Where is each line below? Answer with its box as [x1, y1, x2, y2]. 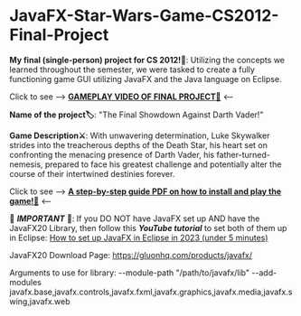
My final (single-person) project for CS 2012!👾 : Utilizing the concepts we [9, 54, 286, 65]
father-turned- [216, 149, 271, 160]
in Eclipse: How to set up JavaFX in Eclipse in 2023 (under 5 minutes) [9, 232, 268, 243]
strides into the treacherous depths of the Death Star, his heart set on [9, 139, 268, 150]
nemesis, [9, 159, 43, 170]
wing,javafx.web [9, 295, 71, 307]
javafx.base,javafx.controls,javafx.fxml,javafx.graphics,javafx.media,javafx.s [9, 286, 293, 297]
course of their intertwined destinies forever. [9, 168, 175, 179]
